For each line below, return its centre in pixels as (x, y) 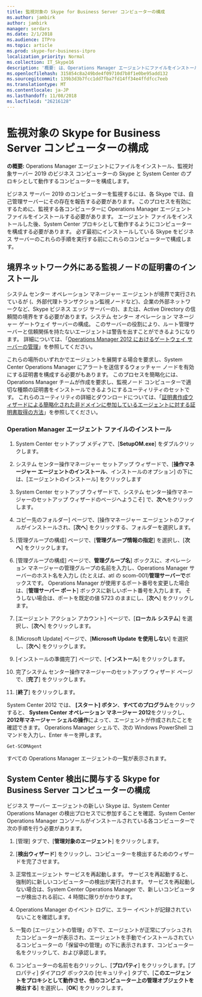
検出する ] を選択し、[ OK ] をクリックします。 (71, 988)
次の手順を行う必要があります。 (46, 828)
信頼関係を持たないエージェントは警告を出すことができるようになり (111, 332)
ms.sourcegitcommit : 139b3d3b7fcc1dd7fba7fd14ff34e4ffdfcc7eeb (88, 79)
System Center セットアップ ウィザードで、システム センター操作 (96, 492)
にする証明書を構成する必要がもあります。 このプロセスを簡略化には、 (94, 374)
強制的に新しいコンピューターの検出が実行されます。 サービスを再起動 (103, 882)
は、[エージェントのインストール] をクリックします (79, 479)
